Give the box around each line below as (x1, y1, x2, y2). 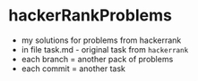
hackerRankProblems (8, 5, 172, 26)
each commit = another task (21, 63, 126, 74)
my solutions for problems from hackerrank (21, 35, 182, 45)
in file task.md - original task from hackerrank (21, 44, 189, 54)
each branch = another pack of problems (21, 53, 174, 64)
